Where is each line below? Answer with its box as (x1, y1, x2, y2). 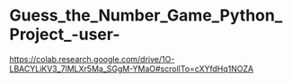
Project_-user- (9, 24, 120, 45)
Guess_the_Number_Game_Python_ (9, 5, 283, 26)
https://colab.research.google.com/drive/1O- (9, 54, 175, 64)
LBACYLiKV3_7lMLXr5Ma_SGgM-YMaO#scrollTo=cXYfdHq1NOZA (9, 63, 254, 74)
